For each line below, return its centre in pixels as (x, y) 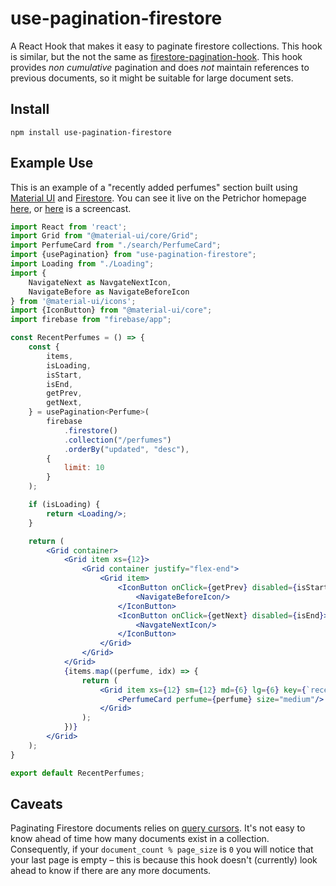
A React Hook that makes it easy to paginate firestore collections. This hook (166, 46)
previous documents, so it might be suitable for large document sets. (152, 78)
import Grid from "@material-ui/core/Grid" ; (104, 236)
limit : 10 (84, 468)
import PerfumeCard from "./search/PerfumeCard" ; (116, 245)
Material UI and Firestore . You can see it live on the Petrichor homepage (158, 198)
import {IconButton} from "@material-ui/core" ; (111, 310)
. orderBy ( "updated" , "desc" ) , (126, 449)
